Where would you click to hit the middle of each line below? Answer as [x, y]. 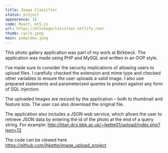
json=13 [13, 130]
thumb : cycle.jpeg [24, 33]
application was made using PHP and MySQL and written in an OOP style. [81, 58]
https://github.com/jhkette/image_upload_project [56, 145]
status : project [22, 15]
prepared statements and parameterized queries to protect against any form [84, 83]
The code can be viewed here [36, 140]
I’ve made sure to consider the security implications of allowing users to [80, 67]
